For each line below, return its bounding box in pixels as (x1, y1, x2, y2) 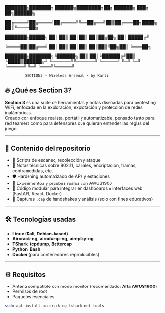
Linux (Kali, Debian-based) (12, 231, 69, 236)
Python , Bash (12, 246, 41, 252)
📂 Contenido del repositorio (5, 144, 91, 153)
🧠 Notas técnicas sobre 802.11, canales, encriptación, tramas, (12, 162, 137, 168)
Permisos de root (12, 288, 48, 294)
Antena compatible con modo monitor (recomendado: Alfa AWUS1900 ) (12, 284, 157, 289)
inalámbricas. (5, 109, 32, 115)
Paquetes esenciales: (12, 294, 55, 300)
